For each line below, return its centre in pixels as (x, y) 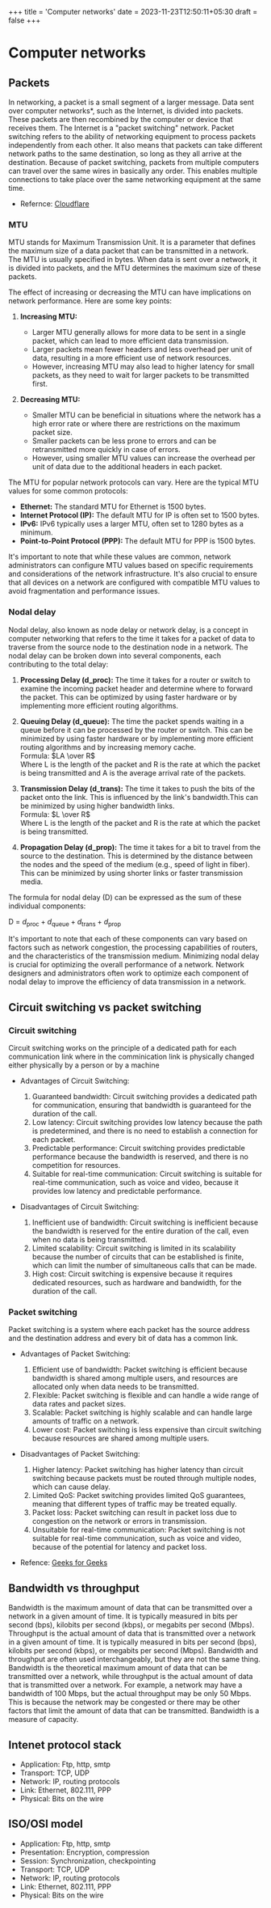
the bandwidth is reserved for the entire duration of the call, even (140, 1231)
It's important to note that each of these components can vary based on (128, 939)
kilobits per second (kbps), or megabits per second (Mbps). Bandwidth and (133, 1651)
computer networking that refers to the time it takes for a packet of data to (132, 638)
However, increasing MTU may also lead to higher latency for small (143, 366)
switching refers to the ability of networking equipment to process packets (132, 136)
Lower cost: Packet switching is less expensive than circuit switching (147, 1430)
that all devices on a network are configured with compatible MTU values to (134, 582)
